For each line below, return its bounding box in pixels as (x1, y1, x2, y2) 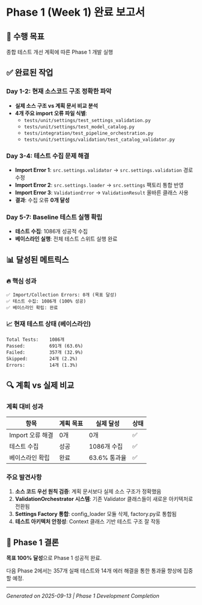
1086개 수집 (88, 442, 123, 450)
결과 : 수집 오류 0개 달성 (14, 196, 70, 203)
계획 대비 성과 (6, 402, 44, 411)
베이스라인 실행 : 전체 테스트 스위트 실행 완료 (14, 235, 118, 242)
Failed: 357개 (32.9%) (6, 349, 84, 355)
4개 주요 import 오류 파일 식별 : (14, 109, 87, 117)
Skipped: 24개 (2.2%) (6, 356, 78, 362)
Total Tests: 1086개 (6, 337, 65, 343)
